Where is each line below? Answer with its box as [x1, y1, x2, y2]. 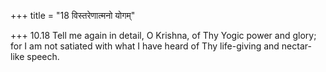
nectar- [281, 40, 312, 52]
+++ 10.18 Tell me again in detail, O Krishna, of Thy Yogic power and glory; [10, 30, 317, 41]
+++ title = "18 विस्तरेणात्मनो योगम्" [10, 10, 136, 21]
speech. [26, 51, 60, 62]
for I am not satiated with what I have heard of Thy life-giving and [10, 40, 280, 52]
